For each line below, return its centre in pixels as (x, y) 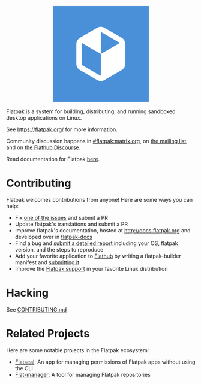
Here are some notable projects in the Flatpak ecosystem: (78, 350)
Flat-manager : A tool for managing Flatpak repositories (83, 374)
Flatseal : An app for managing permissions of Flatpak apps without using (105, 362)
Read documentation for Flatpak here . (53, 159)
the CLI (24, 368)
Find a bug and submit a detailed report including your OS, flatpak (96, 243)
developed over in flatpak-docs (54, 237)
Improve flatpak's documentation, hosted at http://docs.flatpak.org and (103, 230)
